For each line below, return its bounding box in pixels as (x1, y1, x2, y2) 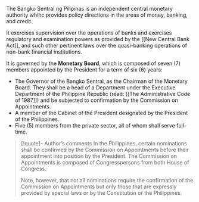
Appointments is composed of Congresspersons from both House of (20, 159, 189, 166)
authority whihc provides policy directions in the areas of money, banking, (6, 11, 188, 18)
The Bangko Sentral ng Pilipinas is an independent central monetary (6, 5, 173, 12)
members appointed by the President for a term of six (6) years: (6, 66, 163, 73)
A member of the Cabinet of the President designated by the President (14, 110, 188, 116)
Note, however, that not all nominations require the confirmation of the (20, 177, 194, 184)
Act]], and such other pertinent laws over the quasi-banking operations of (6, 42, 188, 49)
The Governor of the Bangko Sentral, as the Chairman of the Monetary (14, 77, 188, 85)
